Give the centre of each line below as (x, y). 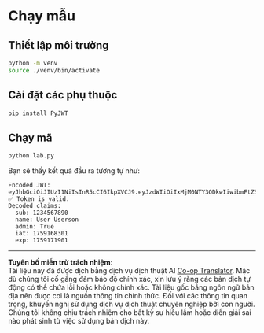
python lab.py (31, 156)
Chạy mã (30, 137)
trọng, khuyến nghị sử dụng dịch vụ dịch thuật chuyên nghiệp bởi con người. (132, 304)
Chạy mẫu (42, 16)
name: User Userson (47, 220)
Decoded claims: (35, 206)
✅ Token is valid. (39, 199)
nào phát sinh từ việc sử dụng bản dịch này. (79, 321)
